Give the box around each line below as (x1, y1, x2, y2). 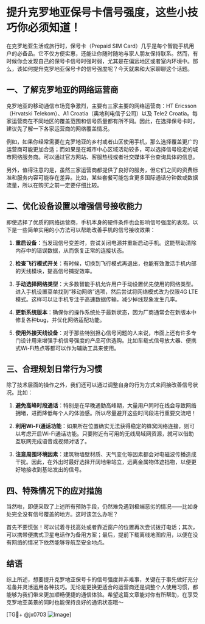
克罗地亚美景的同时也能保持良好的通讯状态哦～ (6, 599, 123, 606)
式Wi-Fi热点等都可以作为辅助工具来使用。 (15, 344, 120, 352)
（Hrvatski (6, 109, 33, 117)
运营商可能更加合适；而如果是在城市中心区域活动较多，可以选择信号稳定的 (6, 145, 193, 153)
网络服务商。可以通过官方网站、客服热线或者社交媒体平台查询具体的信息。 (11, 153, 198, 161)
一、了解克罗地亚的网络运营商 (6, 85, 119, 95)
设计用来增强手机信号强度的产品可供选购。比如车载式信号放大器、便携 (20, 336, 196, 344)
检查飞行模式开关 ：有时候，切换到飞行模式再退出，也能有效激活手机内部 (15, 259, 196, 267)
